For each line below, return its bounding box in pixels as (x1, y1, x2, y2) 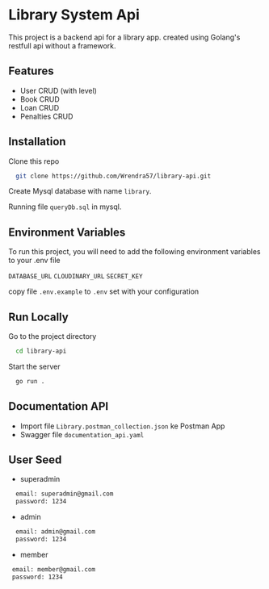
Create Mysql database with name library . (8, 186, 152, 196)
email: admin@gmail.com (15, 528, 95, 536)
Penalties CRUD (19, 111, 74, 121)
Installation (8, 135, 66, 148)
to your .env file (8, 256, 61, 265)
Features (8, 65, 54, 78)
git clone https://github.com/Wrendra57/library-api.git (15, 172, 212, 180)
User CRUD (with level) (19, 86, 97, 95)
